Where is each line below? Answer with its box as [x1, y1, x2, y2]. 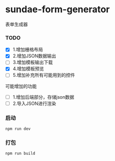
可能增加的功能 [5, 83, 37, 89]
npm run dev [5, 126, 31, 131]
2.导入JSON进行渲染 [12, 100, 56, 106]
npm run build [5, 151, 36, 156]
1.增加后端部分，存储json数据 [12, 94, 74, 100]
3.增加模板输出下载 [12, 59, 53, 65]
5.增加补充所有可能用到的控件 [12, 72, 75, 78]
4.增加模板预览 [12, 65, 44, 72]
